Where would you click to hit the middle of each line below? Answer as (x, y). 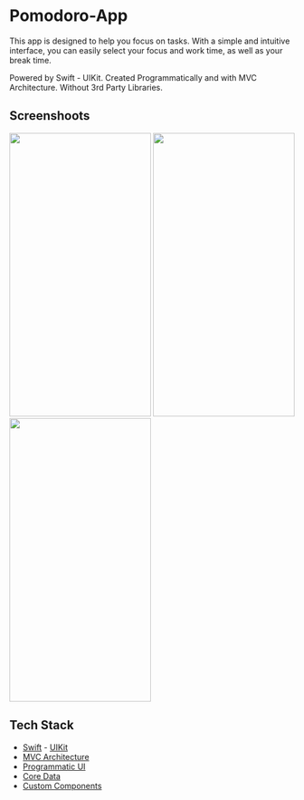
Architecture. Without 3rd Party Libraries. (86, 87)
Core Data (42, 776)
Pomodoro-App (69, 16)
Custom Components (62, 785)
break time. (30, 60)
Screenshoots (50, 116)
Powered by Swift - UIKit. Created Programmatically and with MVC (133, 77)
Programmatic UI (54, 766)
